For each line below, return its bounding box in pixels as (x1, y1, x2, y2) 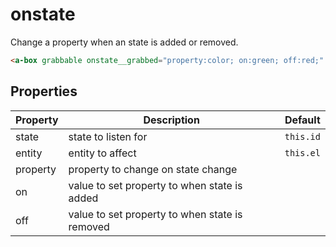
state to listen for (68, 129, 148, 143)
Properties (10, 83, 78, 100)
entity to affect (68, 146, 137, 160)
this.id (284, 131, 321, 142)
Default (284, 113, 321, 127)
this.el (284, 147, 321, 158)
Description (143, 113, 200, 127)
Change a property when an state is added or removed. (10, 36, 239, 48)
